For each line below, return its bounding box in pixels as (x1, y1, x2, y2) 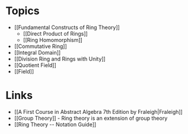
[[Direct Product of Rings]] (23, 30, 88, 37)
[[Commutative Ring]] (14, 43, 68, 50)
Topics (5, 4, 40, 18)
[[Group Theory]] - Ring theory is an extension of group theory (14, 114, 168, 122)
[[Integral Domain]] (14, 49, 61, 56)
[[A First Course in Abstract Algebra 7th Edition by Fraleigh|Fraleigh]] (14, 108, 183, 115)
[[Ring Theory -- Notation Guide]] (14, 120, 97, 128)
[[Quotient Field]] (14, 61, 57, 69)
